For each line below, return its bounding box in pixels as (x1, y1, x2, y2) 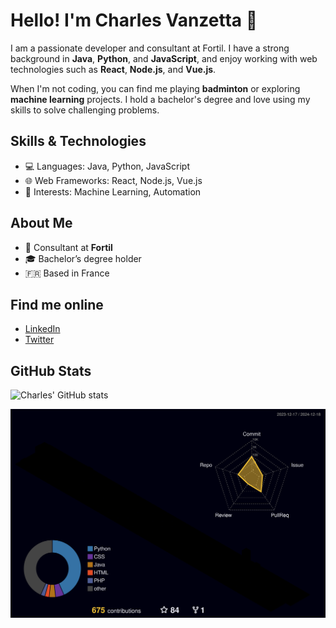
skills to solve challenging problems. (10, 104, 160, 116)
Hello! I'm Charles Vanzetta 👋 (10, 9, 258, 32)
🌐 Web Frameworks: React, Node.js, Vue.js (24, 174, 203, 186)
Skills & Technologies (10, 133, 147, 150)
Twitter (24, 334, 55, 346)
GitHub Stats (10, 362, 92, 379)
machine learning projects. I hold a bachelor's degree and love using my (10, 93, 311, 105)
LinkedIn (24, 323, 61, 335)
